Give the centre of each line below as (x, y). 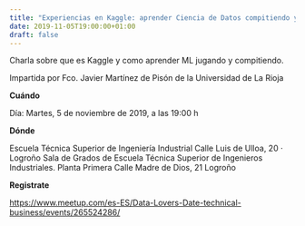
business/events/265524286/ (65, 212)
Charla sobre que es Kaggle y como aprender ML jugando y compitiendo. (147, 61)
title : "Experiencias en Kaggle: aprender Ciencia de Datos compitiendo (150, 18)
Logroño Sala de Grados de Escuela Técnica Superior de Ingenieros (136, 158)
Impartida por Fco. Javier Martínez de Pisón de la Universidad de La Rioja (147, 78)
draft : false (34, 34)
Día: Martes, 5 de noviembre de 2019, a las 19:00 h (104, 113)
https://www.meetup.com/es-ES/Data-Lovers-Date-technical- (126, 203)
